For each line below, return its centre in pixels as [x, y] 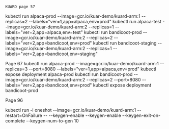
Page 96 [14, 100]
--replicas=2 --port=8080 [114, 80]
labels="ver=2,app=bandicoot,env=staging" [51, 54]
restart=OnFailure [24, 115]
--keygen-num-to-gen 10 [52, 121]
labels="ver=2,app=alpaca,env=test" [44, 32]
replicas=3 [17, 69]
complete [15, 121]
